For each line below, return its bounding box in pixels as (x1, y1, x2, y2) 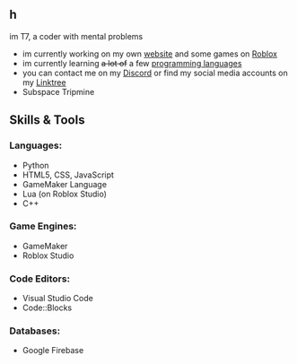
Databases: (9, 325, 61, 337)
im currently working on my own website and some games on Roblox (22, 48, 278, 59)
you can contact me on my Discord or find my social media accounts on (22, 67, 289, 78)
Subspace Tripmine (22, 86, 95, 97)
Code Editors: (9, 273, 70, 285)
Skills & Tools (9, 112, 85, 128)
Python (22, 160, 49, 170)
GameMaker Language (22, 178, 108, 189)
